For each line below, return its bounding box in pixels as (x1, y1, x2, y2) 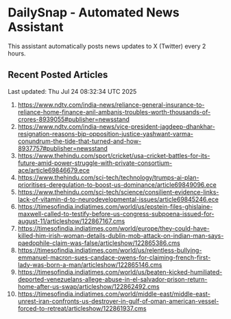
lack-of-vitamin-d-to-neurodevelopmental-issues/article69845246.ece (17, 195, 219, 203)
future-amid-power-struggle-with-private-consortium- (17, 159, 173, 167)
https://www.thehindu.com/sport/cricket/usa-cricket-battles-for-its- (17, 151, 210, 159)
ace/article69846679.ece (17, 166, 90, 174)
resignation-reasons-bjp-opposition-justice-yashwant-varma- (17, 129, 194, 138)
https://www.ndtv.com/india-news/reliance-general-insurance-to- (17, 101, 205, 109)
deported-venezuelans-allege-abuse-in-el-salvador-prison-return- (17, 275, 208, 283)
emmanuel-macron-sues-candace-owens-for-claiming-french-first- (17, 253, 211, 261)
